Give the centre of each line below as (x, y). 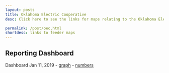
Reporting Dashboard (39, 53)
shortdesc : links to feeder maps (40, 33)
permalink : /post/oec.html (33, 28)
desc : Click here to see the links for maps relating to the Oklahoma (81, 19)
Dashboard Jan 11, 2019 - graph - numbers (50, 65)
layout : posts (20, 10)
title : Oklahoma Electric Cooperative (46, 14)
